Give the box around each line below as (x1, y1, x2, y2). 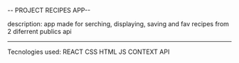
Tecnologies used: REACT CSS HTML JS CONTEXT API (7, 47, 170, 56)
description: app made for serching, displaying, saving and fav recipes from (7, 20, 230, 28)
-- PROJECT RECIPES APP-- (7, 6, 91, 14)
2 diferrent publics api (7, 28, 73, 35)
